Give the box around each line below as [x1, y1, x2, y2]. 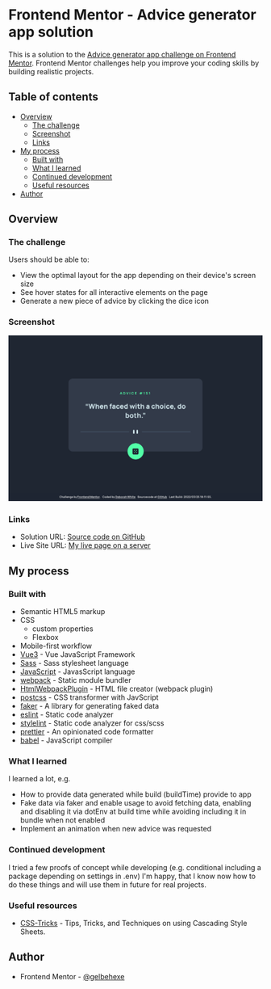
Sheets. [19, 927, 46, 936]
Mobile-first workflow [19, 641, 93, 650]
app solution [8, 23, 94, 41]
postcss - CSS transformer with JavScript [19, 692, 159, 702]
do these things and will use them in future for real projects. [8, 879, 207, 890]
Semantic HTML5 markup [19, 607, 106, 616]
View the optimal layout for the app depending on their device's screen [19, 271, 256, 280]
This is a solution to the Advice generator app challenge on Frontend [8, 49, 236, 59]
